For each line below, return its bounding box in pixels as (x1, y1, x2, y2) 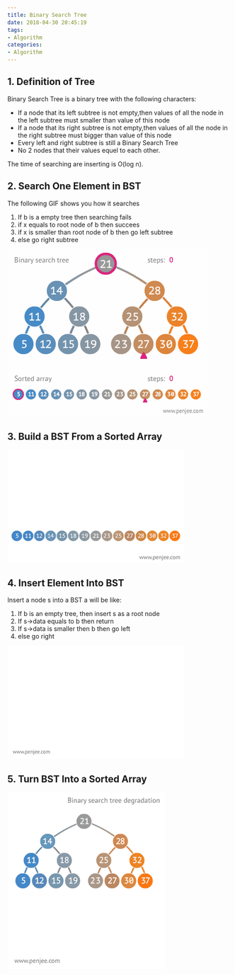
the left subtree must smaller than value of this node (17, 115, 170, 124)
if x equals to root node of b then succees (17, 220, 140, 229)
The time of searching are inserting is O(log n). (7, 159, 144, 168)
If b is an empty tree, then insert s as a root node (17, 610, 161, 618)
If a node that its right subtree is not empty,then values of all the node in (17, 123, 228, 132)
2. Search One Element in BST (7, 181, 142, 193)
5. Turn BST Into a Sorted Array (7, 772, 147, 785)
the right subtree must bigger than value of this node (17, 131, 172, 139)
